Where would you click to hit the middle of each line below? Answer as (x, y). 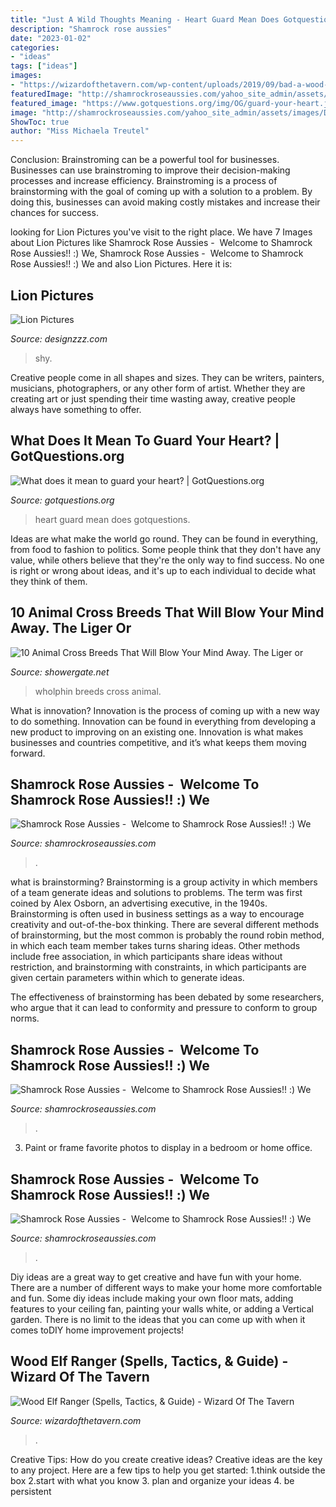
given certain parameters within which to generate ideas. (127, 978)
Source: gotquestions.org (62, 500)
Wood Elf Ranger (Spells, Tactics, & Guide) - (149, 1361)
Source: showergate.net (60, 672)
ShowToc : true (40, 122)
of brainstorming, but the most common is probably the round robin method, (167, 935)
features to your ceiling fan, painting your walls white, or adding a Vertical (162, 1309)
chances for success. (54, 213)
